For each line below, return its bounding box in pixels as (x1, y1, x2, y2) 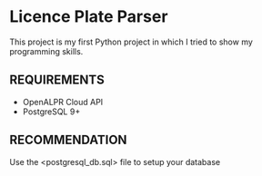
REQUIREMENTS (9, 73, 105, 88)
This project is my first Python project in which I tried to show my (9, 36, 253, 47)
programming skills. (9, 45, 84, 56)
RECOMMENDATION (9, 132, 127, 148)
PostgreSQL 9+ (22, 106, 81, 117)
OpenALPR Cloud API (22, 96, 104, 107)
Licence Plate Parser (9, 6, 168, 27)
